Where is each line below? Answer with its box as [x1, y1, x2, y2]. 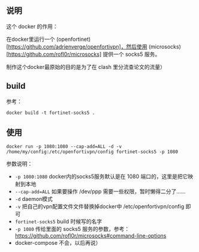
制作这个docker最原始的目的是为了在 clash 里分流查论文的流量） [6, 63, 166, 70]
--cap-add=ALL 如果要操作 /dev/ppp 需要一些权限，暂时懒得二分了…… [14, 188, 186, 195]
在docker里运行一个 [6, 35, 55, 43]
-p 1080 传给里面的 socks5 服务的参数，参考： [14, 226, 130, 233]
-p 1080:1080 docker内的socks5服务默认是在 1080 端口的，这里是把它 [14, 173, 188, 180]
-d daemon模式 [14, 196, 53, 203]
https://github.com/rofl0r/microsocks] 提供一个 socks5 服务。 [8, 50, 161, 58]
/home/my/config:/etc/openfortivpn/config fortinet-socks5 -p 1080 [6, 149, 179, 155]
